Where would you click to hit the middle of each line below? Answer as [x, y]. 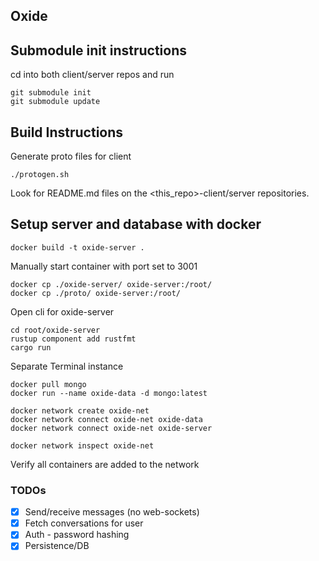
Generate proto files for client [71, 156]
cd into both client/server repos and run [92, 75]
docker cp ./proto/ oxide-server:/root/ [96, 293]
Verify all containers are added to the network [105, 464]
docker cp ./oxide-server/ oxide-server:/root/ [111, 284]
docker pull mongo [48, 384]
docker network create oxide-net [80, 410]
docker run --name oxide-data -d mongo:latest [109, 393]
